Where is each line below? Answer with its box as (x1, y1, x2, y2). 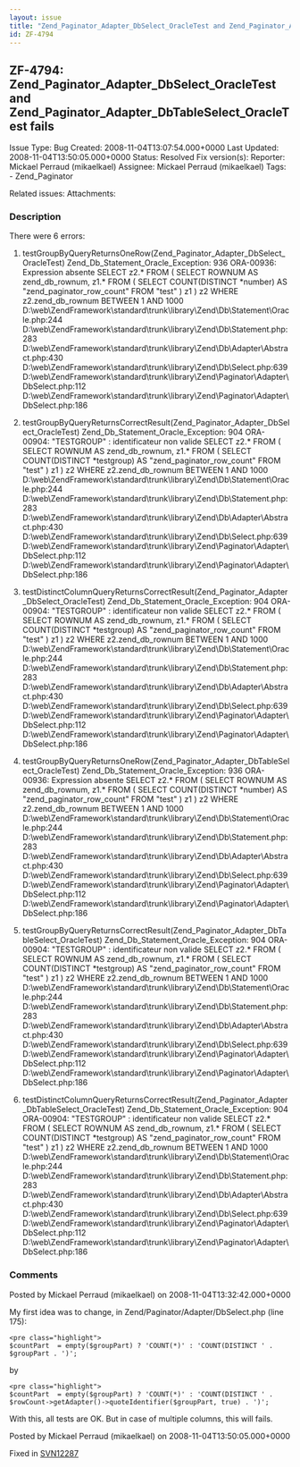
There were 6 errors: (9, 231, 86, 241)
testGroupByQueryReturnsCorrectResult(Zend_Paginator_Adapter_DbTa (21, 925, 287, 936)
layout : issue (9, 13, 62, 22)
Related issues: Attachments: (9, 189, 116, 199)
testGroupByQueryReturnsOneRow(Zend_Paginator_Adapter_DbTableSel (21, 756, 290, 767)
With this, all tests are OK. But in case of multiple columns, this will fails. (9, 1413, 273, 1424)
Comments (9, 1269, 58, 1281)
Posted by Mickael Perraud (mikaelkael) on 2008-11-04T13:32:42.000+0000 (9, 1289, 291, 1300)
